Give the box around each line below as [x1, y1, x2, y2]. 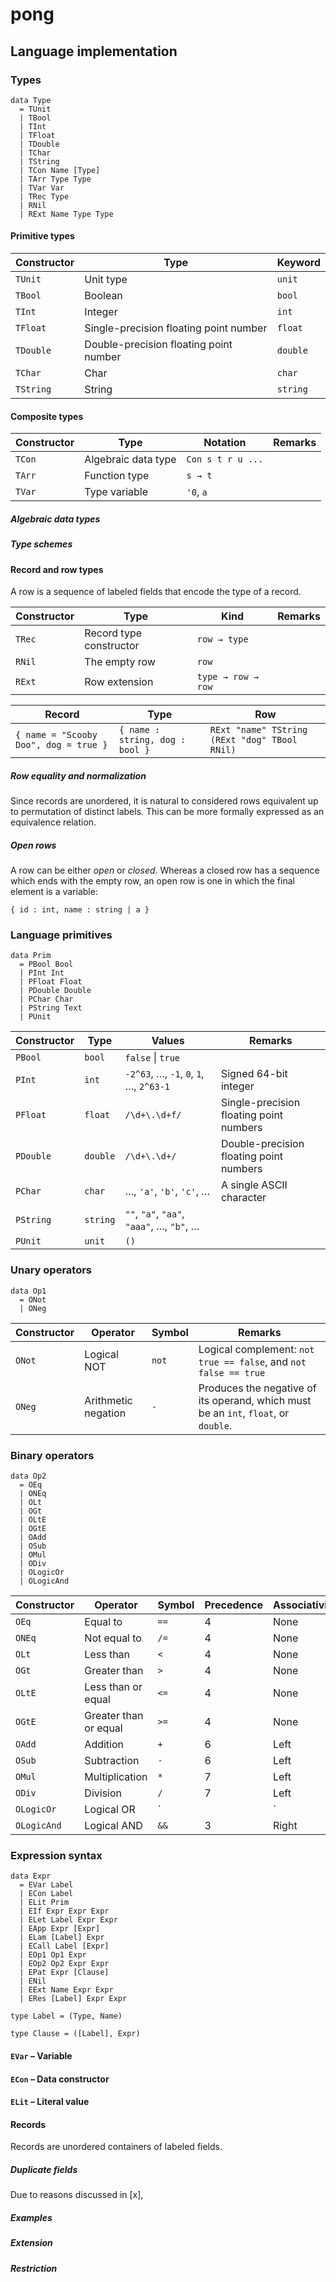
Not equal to [84, 1631, 142, 1645]
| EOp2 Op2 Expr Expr [19, 1959, 110, 1969]
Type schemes [10, 538, 73, 550]
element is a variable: [10, 886, 98, 898]
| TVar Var [19, 183, 65, 193]
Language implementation [10, 43, 178, 60]
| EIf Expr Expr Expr [19, 1906, 110, 1917]
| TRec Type [19, 191, 70, 202]
